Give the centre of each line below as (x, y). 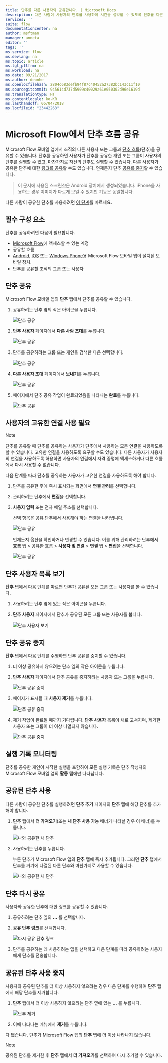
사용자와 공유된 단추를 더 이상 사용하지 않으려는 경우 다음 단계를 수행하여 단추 (81, 986)
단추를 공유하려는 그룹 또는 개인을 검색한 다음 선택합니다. (68, 352)
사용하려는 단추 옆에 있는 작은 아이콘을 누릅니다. (59, 604)
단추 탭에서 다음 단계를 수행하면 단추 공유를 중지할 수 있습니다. (66, 656)
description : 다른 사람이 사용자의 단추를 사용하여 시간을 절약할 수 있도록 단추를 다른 (84, 15)
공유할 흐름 (23, 249)
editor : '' (17, 43)
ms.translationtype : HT (30, 94)
